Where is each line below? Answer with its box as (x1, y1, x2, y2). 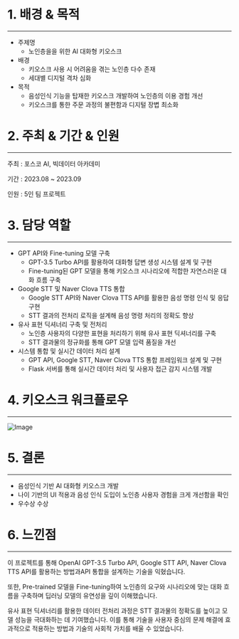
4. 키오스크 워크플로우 (7, 392, 129, 408)
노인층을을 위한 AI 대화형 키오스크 (28, 47, 122, 56)
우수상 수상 (17, 499, 49, 507)
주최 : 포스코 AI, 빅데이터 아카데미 (7, 159, 101, 168)
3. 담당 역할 (7, 218, 71, 233)
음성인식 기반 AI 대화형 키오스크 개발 (17, 481, 119, 490)
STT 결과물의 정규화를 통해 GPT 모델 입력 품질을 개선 (28, 337, 176, 346)
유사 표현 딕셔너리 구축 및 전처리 (17, 319, 107, 328)
